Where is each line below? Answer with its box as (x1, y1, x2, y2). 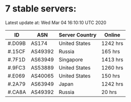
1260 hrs (101, 64, 123, 71)
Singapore (58, 56, 83, 63)
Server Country (58, 31, 96, 38)
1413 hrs (101, 56, 123, 63)
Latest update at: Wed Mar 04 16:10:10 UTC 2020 (5, 19, 106, 25)
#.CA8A (7, 88, 26, 95)
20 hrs (101, 88, 117, 95)
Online (104, 31, 120, 38)
